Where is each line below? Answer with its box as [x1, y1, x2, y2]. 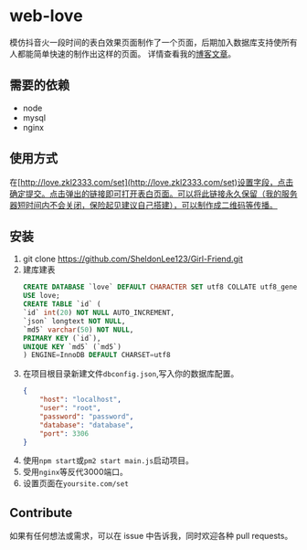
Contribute [9, 504, 73, 521]
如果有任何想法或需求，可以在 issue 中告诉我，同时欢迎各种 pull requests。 [9, 531, 293, 542]
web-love [9, 5, 84, 26]
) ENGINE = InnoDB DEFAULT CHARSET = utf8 [22, 351, 171, 360]
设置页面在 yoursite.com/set [22, 478, 130, 489]
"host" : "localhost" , [39, 395, 122, 405]
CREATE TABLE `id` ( [22, 300, 101, 309]
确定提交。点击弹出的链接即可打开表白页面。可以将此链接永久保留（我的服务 [9, 188, 298, 199]
